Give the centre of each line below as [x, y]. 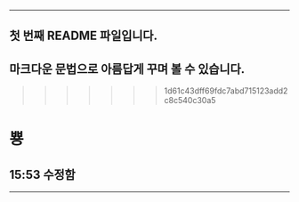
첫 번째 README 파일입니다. [84, 36]
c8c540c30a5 [190, 101]
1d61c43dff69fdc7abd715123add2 [226, 91]
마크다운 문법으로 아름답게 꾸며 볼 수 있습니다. [127, 69]
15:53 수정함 [42, 174]
